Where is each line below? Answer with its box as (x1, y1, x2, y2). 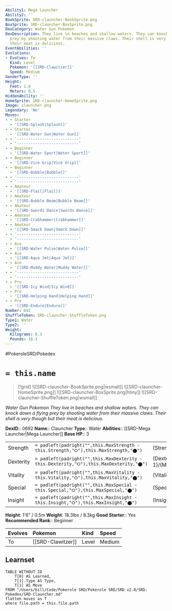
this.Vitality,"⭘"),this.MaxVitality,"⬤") (35, 475, 143, 480)
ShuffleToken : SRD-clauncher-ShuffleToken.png (5, 312, 106, 318)
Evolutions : (5, 50, 31, 55)
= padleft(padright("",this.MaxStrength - (35, 442, 140, 448)
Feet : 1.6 (10, 84, 31, 89)
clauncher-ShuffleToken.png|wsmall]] (17, 395, 98, 401)
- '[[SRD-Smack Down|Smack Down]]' (10, 227, 86, 232)
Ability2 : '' (5, 12, 33, 17)
